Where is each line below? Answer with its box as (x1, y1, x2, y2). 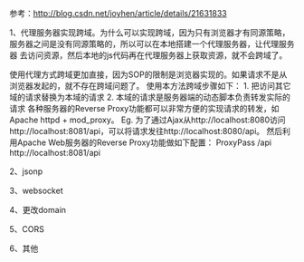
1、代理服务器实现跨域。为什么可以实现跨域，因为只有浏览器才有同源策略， (9, 27, 290, 38)
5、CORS (9, 224, 45, 234)
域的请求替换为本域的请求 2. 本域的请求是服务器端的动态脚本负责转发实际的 (9, 92, 291, 102)
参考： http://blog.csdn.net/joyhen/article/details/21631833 (9, 8, 228, 18)
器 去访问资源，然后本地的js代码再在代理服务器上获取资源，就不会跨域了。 (9, 50, 288, 61)
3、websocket (9, 185, 63, 196)
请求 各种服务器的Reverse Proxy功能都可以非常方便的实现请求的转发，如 (9, 103, 280, 113)
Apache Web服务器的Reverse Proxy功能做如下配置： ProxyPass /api (16, 137, 272, 148)
